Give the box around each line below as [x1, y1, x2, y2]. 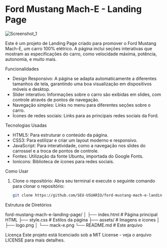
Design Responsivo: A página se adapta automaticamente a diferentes [12, 75, 157, 81]
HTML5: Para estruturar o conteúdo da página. [12, 132, 109, 138]
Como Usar [5, 168, 29, 174]
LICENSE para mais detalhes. [5, 237, 65, 243]
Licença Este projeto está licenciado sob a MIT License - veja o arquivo [5, 232, 152, 238]
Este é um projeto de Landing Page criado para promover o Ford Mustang [5, 40, 157, 46]
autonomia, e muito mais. [5, 56, 57, 62]
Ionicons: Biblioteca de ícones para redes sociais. [12, 158, 115, 164]
